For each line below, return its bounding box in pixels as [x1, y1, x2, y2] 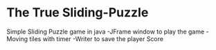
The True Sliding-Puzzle [6, 5, 149, 21]
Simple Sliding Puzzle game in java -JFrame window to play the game [6, 27, 205, 36]
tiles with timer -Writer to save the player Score [29, 34, 164, 42]
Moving [6, 34, 28, 42]
